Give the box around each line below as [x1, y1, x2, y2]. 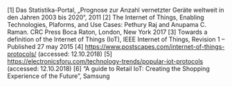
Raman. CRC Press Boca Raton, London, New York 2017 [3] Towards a [7, 28, 208, 36]
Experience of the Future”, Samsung [7, 72, 110, 80]
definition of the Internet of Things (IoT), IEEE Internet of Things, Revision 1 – [7, 35, 225, 43]
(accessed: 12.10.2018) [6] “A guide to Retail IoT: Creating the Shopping [7, 65, 210, 72]
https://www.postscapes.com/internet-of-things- [84, 43, 225, 50]
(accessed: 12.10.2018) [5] [37, 50, 113, 58]
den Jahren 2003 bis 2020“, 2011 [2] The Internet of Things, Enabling [7, 13, 204, 21]
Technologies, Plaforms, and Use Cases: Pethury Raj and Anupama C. [7, 21, 206, 28]
